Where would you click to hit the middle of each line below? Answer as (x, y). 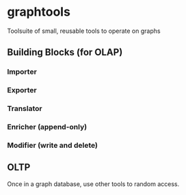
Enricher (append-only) (47, 127)
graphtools (39, 12)
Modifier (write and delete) (52, 145)
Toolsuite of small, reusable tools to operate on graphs (84, 31)
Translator (25, 109)
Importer (22, 72)
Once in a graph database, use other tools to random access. (93, 184)
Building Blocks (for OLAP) (65, 52)
